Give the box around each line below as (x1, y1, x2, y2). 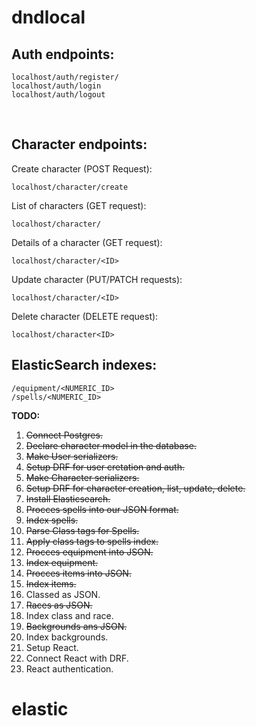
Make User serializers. (25, 450, 119, 462)
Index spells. (25, 514, 79, 526)
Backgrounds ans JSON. (25, 620, 128, 632)
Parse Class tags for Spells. (25, 524, 140, 536)
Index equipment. (25, 556, 99, 568)
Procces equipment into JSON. (25, 546, 154, 558)
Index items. (25, 577, 77, 590)
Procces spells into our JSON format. (25, 503, 179, 515)
